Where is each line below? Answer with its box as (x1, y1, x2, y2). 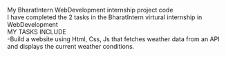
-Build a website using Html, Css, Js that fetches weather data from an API (7, 35, 220, 43)
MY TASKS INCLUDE (7, 27, 67, 36)
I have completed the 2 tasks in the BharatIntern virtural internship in (7, 13, 203, 21)
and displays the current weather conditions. (7, 43, 135, 50)
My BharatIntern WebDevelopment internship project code (7, 6, 173, 14)
